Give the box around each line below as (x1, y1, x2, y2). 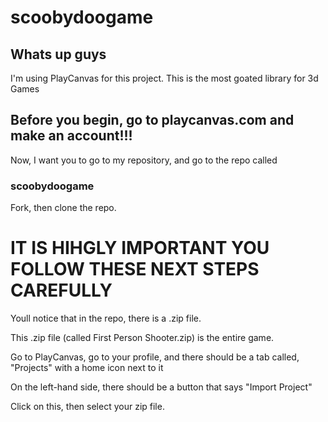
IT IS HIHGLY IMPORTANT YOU (10, 237, 270, 260)
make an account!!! (10, 127, 133, 145)
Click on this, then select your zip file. (10, 401, 165, 413)
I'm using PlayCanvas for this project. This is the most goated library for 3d (10, 72, 319, 84)
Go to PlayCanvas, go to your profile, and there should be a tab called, (10, 351, 300, 363)
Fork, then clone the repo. (10, 202, 117, 214)
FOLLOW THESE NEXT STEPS (10, 258, 260, 281)
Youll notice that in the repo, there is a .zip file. (10, 312, 202, 325)
